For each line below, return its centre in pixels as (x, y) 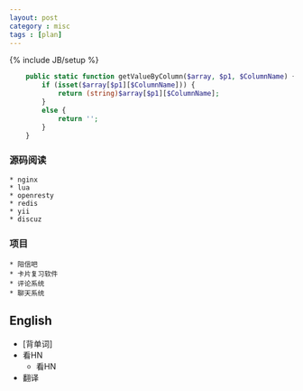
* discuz (26, 219)
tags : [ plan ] (36, 34)
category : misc (40, 26)
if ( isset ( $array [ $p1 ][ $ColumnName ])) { (119, 85)
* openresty (32, 195)
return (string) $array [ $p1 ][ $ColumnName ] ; (138, 94)
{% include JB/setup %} (54, 61)
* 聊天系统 (27, 293)
